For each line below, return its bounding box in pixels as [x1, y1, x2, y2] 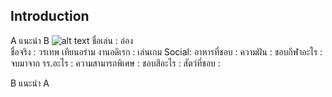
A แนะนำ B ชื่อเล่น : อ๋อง [10, 34, 133, 46]
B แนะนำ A [10, 77, 50, 89]
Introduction [10, 8, 90, 25]
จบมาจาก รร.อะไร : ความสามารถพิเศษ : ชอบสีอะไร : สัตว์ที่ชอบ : [10, 57, 221, 69]
